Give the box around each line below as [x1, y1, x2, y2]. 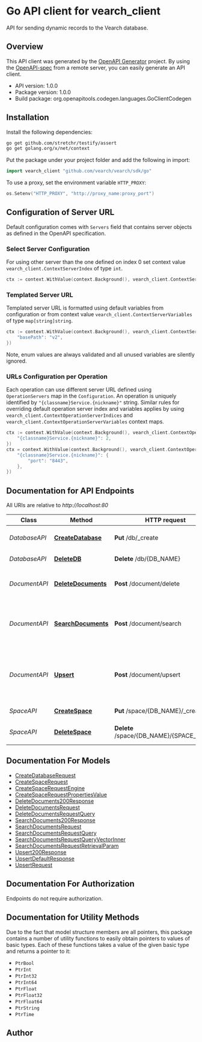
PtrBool [14, 960, 34, 966]
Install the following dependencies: [6, 128, 93, 136]
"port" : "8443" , [28, 458, 69, 464]
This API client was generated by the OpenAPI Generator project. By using [6, 57, 191, 64]
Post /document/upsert [114, 670, 181, 679]
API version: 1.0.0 [14, 82, 58, 89]
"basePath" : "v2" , [17, 334, 63, 341]
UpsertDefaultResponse [14, 855, 75, 862]
